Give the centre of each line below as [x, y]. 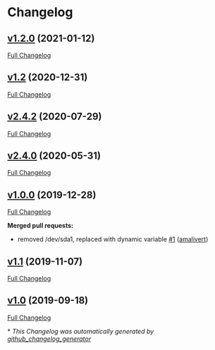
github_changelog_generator [49, 339]
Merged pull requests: [41, 226]
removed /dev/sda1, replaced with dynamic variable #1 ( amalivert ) [113, 239]
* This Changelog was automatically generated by [81, 331]
